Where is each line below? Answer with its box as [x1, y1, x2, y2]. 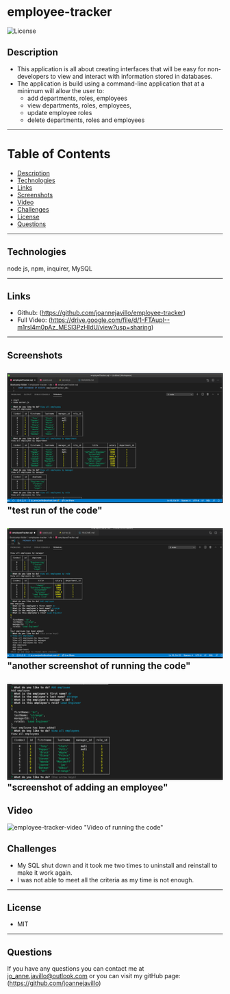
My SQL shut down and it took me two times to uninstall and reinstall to [16, 861, 218, 869]
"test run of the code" [7, 504, 103, 516]
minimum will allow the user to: [16, 86, 105, 95]
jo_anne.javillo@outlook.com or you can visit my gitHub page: [7, 972, 181, 980]
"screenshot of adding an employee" [7, 782, 168, 793]
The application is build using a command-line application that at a [16, 79, 205, 88]
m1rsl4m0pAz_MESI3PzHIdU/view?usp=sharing [16, 323, 152, 332]
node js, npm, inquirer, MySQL [7, 264, 92, 273]
